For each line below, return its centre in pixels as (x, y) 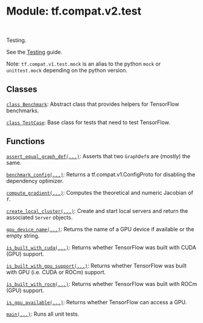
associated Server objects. (39, 217)
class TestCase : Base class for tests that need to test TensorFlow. (88, 122)
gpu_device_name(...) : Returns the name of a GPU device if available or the (100, 229)
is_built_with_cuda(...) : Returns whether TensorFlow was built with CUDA (101, 247)
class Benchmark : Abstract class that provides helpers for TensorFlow (93, 104)
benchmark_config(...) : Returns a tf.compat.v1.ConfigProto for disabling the (101, 174)
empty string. (23, 235)
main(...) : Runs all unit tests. (43, 314)
